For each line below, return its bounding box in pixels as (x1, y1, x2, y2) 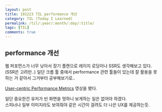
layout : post (5, 7, 32, 12)
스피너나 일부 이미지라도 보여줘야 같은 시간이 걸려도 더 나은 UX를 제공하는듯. (5, 102, 150, 108)
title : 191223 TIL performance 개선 (5, 12, 77, 17)
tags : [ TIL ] (5, 25, 29, 30)
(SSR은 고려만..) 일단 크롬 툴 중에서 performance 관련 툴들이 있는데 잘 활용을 (5, 69, 152, 75)
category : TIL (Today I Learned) (5, 16, 73, 21)
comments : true (5, 30, 36, 35)
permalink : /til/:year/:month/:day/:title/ (5, 20, 95, 26)
